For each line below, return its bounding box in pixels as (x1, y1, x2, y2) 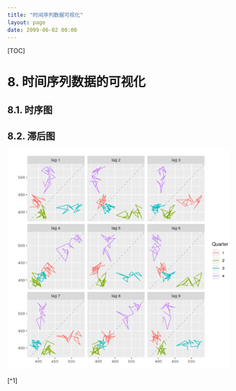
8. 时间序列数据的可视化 (7, 74, 146, 90)
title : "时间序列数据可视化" (7, 11, 83, 18)
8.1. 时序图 (7, 103, 53, 116)
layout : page (7, 18, 46, 26)
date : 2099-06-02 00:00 (7, 26, 78, 33)
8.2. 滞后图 (7, 130, 55, 142)
